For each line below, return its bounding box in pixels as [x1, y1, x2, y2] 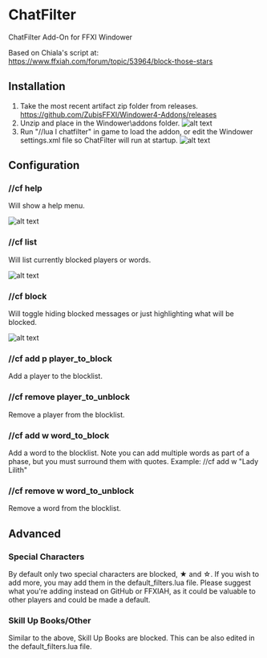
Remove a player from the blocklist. [8, 409, 126, 419]
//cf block [8, 290, 47, 302]
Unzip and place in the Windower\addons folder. [19, 118, 180, 128]
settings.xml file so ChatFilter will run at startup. [19, 135, 178, 145]
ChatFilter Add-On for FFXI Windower [8, 32, 133, 42]
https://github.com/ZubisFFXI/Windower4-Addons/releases [19, 109, 217, 119]
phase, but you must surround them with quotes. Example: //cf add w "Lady [8, 456, 259, 466]
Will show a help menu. [8, 201, 86, 211]
